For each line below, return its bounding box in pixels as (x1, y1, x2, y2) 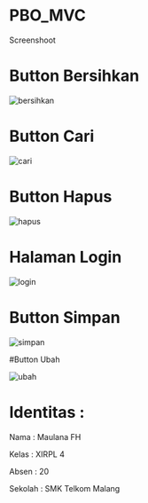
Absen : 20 (9, 466, 50, 476)
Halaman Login (9, 247, 122, 267)
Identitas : (9, 402, 85, 422)
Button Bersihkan (9, 66, 140, 86)
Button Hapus (9, 187, 113, 207)
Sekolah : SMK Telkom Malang (9, 483, 121, 493)
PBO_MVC (9, 5, 86, 26)
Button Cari (9, 126, 95, 146)
